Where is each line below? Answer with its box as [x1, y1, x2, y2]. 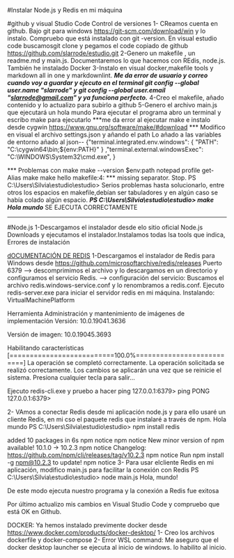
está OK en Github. [7, 508, 61, 516]
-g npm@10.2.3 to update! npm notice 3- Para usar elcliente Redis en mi [7, 458, 214, 466]
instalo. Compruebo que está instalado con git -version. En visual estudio [7, 34, 217, 42]
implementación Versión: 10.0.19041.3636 [7, 317, 126, 325]
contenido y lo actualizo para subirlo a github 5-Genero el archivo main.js [7, 101, 218, 109]
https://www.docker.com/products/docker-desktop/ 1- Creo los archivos [7, 529, 214, 536]
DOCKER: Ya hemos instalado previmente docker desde [7, 521, 167, 529]
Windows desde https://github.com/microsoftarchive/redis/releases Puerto [7, 259, 223, 267]
